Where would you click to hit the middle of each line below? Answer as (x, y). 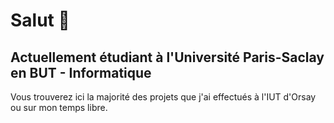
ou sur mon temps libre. (59, 107)
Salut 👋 (40, 20)
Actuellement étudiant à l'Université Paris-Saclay (167, 57)
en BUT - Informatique (81, 72)
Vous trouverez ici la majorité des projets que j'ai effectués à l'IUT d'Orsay (163, 97)
